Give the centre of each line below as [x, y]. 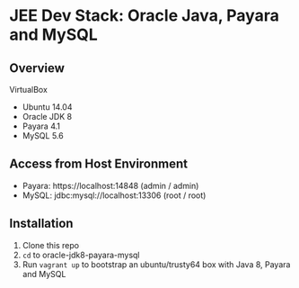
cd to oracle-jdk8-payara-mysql [81, 255]
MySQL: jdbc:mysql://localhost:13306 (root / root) [114, 195]
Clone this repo [50, 245]
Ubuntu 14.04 [47, 107]
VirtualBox [28, 90]
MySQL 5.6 [43, 135]
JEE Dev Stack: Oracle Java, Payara [145, 16]
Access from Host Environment [99, 164]
